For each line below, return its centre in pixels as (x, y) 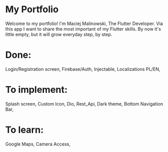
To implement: (37, 90)
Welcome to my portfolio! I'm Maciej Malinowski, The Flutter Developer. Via (84, 23)
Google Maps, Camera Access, (38, 144)
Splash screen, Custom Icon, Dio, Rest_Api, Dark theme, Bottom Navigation (84, 104)
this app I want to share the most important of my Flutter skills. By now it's (83, 29)
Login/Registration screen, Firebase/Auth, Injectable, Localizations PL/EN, (83, 69)
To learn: (25, 130)
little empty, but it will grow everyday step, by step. (59, 34)
